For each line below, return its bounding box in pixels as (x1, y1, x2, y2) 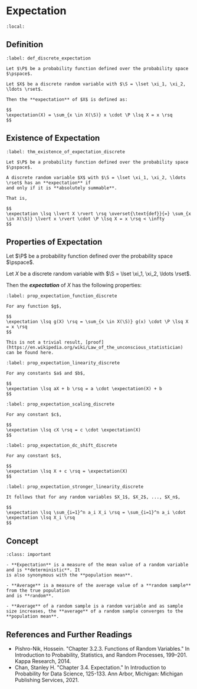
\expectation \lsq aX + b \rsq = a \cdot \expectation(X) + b (6, 386, 162, 392)
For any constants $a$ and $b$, (6, 370, 86, 377)
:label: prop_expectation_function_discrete (6, 293, 117, 299)
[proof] (85, 339, 104, 345)
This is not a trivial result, (6, 339, 83, 345)
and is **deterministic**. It (6, 567, 81, 573)
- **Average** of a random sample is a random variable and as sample (6, 603, 183, 609)
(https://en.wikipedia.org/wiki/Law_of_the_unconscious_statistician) (6, 345, 183, 351)
